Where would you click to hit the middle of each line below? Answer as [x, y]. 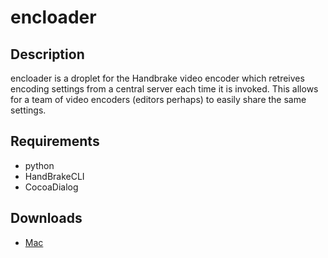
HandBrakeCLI [54, 176]
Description [47, 54]
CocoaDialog [51, 187]
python [39, 165]
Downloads [46, 218]
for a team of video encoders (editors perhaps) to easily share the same [158, 99]
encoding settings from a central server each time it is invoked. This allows [164, 89]
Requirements [55, 141]
